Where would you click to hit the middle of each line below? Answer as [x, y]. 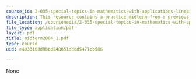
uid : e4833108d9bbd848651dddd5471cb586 [55, 49]
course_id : [19, 11]
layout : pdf [20, 33]
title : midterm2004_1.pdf [37, 38]
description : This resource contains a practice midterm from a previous [98, 17]
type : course [22, 44]
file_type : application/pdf [40, 28]
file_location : [24, 22]
